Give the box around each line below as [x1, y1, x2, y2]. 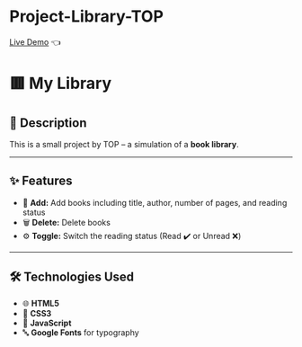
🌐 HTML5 [22, 298, 60, 308]
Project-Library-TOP [9, 6, 164, 27]
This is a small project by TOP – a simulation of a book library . [9, 138, 240, 149]
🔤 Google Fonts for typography [22, 326, 139, 338]
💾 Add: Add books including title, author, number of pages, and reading [22, 197, 288, 208]
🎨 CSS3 [22, 307, 52, 318]
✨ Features [9, 173, 73, 189]
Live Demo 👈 [9, 36, 61, 47]
